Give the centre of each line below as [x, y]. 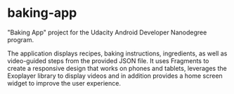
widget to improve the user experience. [64, 83]
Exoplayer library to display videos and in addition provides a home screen [115, 76]
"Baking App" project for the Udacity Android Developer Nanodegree [107, 32]
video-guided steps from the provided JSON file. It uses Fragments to [108, 60]
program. [21, 39]
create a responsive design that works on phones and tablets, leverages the [117, 68]
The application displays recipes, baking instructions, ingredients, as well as [117, 53]
